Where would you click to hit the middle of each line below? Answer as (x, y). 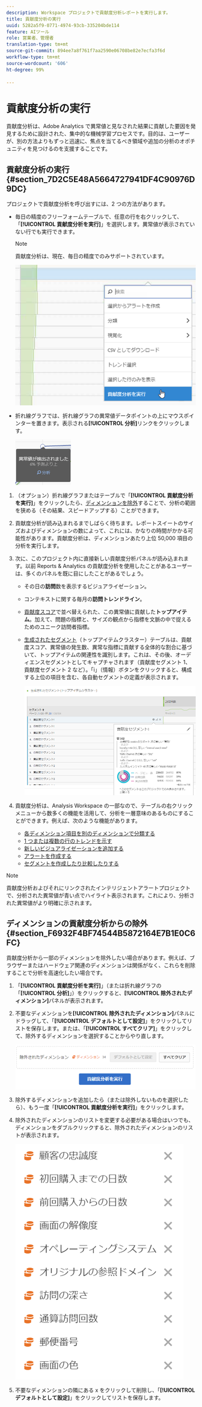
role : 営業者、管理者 (30, 38)
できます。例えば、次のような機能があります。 (83, 820)
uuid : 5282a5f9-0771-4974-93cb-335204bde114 (63, 25)
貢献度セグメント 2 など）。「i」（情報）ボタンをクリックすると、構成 (108, 670)
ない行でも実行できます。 (46, 232)
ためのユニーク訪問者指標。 (58, 627)
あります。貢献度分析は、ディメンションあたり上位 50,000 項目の (112, 538)
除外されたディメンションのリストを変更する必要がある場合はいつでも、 (104, 1120)
